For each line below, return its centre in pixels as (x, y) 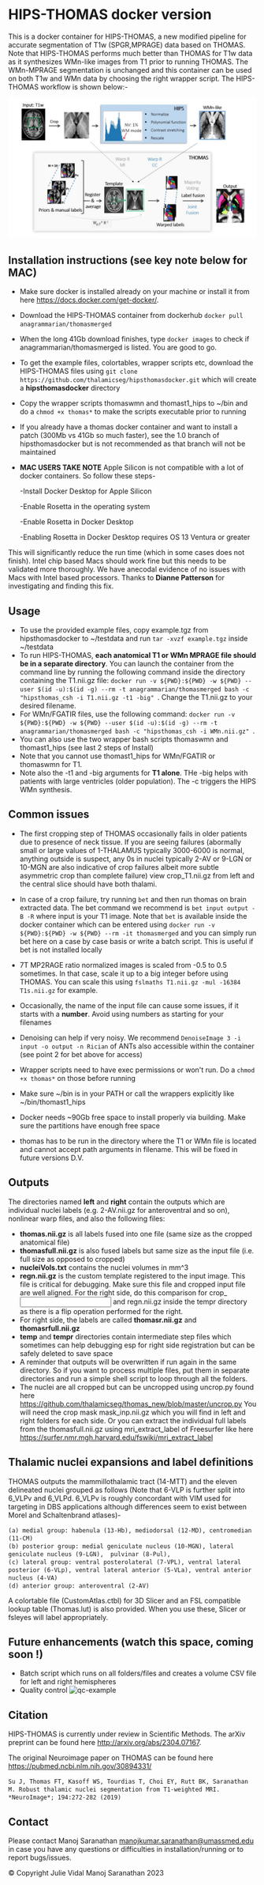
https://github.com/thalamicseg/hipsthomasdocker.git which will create (138, 380)
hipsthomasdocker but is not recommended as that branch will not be (132, 444)
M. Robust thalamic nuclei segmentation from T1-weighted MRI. (114, 1790)
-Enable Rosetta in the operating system (85, 507)
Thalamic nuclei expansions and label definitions (131, 1462)
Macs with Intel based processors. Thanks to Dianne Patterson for (116, 578)
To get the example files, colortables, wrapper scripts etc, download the (136, 363)
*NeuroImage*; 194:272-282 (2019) (65, 1798)
